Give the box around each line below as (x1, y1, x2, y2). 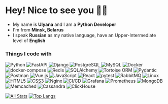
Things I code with (5, 50, 52, 57)
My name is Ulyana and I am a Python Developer (12, 21, 117, 27)
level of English (12, 38, 46, 44)
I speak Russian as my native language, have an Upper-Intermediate (12, 32, 156, 38)
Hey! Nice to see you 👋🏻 (5, 5, 108, 16)
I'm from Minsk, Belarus (12, 26, 64, 32)
